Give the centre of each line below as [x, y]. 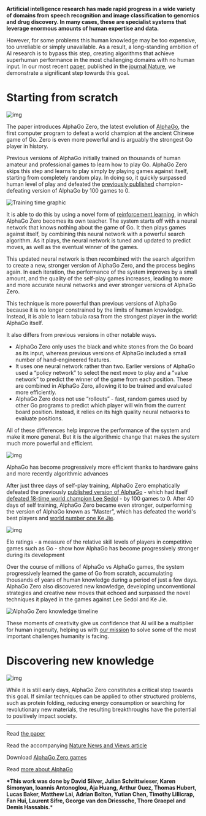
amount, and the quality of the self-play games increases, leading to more [100, 278]
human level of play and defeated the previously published [80, 184]
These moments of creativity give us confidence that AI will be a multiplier [100, 623]
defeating [18, 190]
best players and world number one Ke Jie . [61, 518]
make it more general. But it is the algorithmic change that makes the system [103, 437]
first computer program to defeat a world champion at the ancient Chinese [100, 133]
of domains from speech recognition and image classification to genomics [103, 15]
